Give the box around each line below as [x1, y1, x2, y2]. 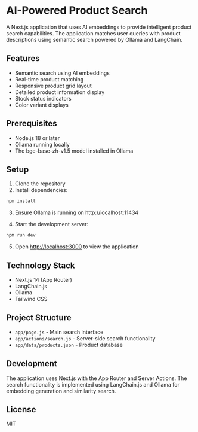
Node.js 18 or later [14, 134, 60, 141]
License [6, 404, 36, 415]
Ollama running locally [14, 141, 70, 148]
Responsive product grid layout [14, 82, 92, 89]
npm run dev [6, 232, 36, 238]
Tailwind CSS [14, 295, 48, 302]
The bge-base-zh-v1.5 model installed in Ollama [14, 147, 134, 154]
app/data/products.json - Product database [14, 341, 123, 348]
